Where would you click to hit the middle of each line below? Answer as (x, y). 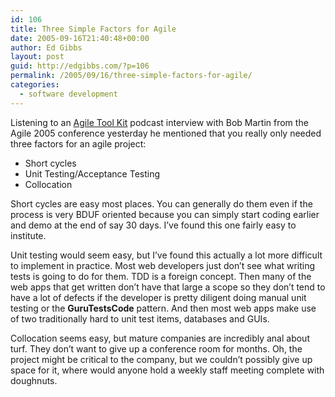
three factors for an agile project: (78, 143)
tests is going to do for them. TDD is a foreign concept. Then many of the (161, 276)
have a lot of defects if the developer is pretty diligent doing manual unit (158, 297)
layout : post (37, 57)
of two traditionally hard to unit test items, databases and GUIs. (140, 318)
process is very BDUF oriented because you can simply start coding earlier (165, 214)
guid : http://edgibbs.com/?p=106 (80, 66)
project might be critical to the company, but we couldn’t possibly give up (161, 359)
